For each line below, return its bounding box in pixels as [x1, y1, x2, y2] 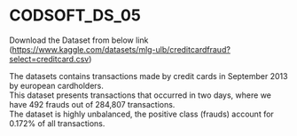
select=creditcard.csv [9, 53, 90, 64]
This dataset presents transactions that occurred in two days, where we [9, 90, 272, 100]
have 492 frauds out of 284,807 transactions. [9, 99, 176, 109]
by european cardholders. [9, 80, 105, 91]
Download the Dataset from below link [9, 35, 149, 45]
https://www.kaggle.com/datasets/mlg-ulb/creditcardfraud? [12, 44, 231, 54]
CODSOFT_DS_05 [9, 5, 142, 26]
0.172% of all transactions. [9, 117, 106, 129]
